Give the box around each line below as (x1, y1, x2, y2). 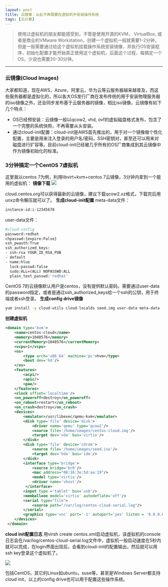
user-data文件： (5, 217, 38, 223)
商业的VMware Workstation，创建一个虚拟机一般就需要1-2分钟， (26, 37, 159, 43)
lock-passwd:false (9, 264, 48, 269)
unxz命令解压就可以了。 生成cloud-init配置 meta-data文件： (5, 197, 130, 203)
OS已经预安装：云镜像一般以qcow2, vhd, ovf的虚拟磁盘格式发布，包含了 (12, 116, 162, 122)
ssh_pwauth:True (5, 241, 39, 246)
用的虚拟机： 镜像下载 (5, 180, 50, 186)
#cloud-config (5, 227, 35, 232)
